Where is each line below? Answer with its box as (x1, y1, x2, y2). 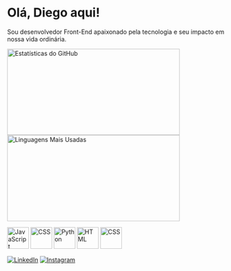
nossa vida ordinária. (7, 34, 67, 43)
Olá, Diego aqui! (7, 5, 100, 21)
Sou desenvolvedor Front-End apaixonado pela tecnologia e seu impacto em (7, 28, 225, 36)
